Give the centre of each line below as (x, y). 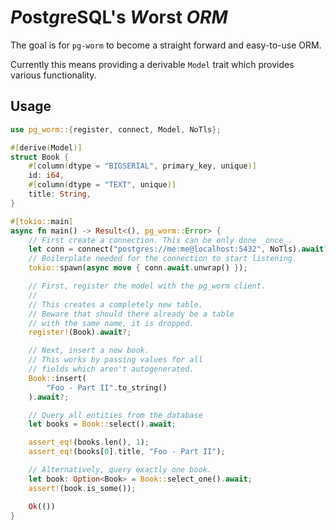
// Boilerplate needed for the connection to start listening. (163, 259)
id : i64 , (46, 176)
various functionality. (53, 75)
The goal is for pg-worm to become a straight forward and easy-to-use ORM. (166, 45)
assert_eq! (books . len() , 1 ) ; (89, 442)
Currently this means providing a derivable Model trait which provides (152, 64)
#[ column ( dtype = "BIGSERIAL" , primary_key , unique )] (142, 166)
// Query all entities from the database (115, 415)
